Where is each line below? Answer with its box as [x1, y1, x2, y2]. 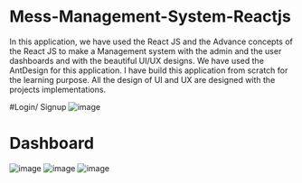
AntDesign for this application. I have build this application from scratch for [9, 65, 288, 76]
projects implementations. [9, 84, 107, 95]
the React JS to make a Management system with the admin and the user [9, 45, 282, 56]
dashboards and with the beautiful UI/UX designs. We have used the [9, 55, 265, 66]
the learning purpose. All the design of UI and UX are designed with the [9, 74, 276, 85]
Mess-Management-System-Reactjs [9, 6, 291, 27]
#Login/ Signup [9, 101, 67, 112]
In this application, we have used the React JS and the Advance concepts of [9, 36, 294, 47]
